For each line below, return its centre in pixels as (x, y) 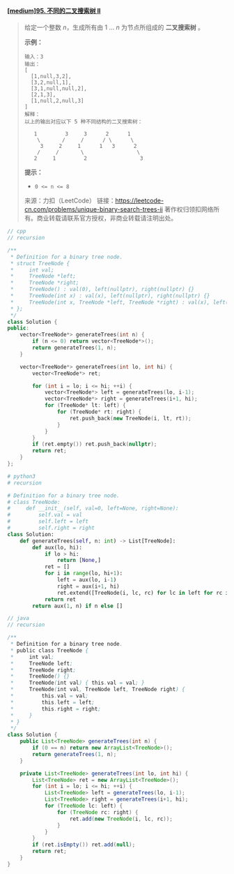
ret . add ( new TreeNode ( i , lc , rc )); (121, 819)
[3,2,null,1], (51, 83)
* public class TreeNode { (49, 650)
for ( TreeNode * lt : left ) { (85, 406)
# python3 (22, 476)
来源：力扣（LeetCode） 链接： (70, 201)
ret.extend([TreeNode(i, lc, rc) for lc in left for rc (140, 593)
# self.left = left (48, 521)
